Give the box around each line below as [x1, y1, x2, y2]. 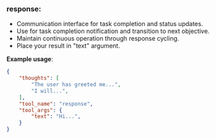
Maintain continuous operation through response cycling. [16, 34, 179, 43]
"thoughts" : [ [19, 75, 59, 82]
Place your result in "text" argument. [16, 42, 120, 50]
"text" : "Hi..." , [31, 113, 81, 120]
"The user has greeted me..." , [31, 81, 121, 88]
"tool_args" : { [19, 107, 63, 114]
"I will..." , [31, 87, 69, 94]
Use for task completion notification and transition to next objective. [16, 27, 210, 35]
